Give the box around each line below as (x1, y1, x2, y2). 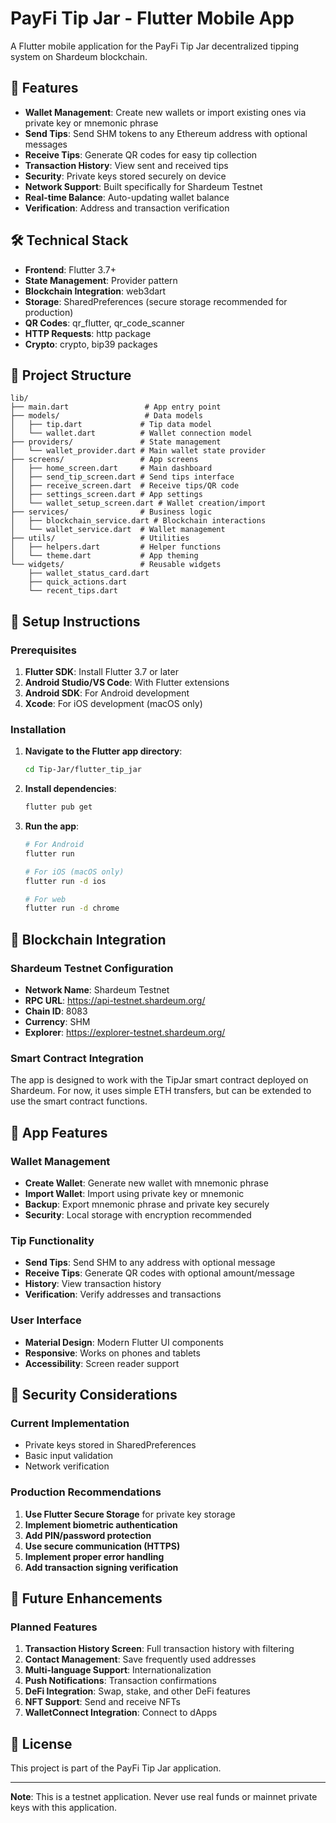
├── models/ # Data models (10, 411, 203, 421)
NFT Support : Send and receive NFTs (24, 1696, 181, 1708)
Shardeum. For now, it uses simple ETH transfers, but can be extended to (10, 1085, 312, 1097)
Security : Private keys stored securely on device (24, 170, 227, 182)
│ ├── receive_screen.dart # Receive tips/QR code (10, 481, 240, 491)
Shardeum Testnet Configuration (10, 961, 174, 975)
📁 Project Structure (10, 367, 132, 384)
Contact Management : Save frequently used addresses (24, 1653, 257, 1666)
